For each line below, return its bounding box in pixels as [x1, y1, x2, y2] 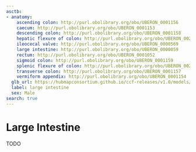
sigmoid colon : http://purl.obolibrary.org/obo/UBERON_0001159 [16, 57, 174, 63]
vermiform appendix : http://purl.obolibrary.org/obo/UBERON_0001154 [16, 74, 187, 80]
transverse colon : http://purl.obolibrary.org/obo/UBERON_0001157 [16, 68, 181, 74]
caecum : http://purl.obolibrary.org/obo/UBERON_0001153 [16, 25, 156, 31]
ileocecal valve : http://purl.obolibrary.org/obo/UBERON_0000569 [16, 42, 179, 47]
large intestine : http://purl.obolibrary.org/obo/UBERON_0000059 [16, 47, 179, 53]
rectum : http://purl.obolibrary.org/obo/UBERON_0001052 [16, 52, 156, 58]
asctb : [6, 8, 22, 15]
